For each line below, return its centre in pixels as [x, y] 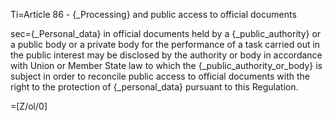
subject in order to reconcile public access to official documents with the [160, 76]
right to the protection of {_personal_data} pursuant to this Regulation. [154, 87]
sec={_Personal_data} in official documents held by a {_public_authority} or [166, 33]
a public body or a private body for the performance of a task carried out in [165, 44]
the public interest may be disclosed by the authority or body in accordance [166, 55]
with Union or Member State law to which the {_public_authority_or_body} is [166, 65]
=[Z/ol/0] [29, 106]
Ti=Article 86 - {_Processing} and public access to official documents [153, 14]
